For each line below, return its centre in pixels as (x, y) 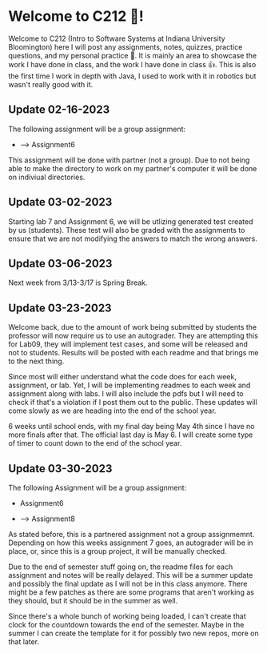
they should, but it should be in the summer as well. (93, 601)
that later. (24, 642)
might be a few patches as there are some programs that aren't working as (131, 592)
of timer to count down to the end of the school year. (95, 443)
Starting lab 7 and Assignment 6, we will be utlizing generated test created (131, 221)
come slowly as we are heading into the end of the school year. (112, 411)
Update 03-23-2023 (60, 308)
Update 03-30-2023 (60, 469)
